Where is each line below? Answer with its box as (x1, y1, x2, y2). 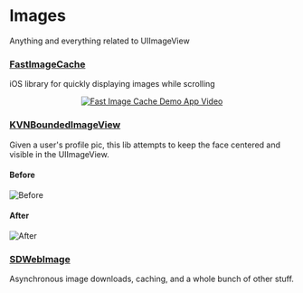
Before (9, 169, 36, 181)
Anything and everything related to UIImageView (9, 35, 190, 46)
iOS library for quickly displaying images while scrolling (9, 79, 215, 90)
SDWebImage (9, 252, 71, 265)
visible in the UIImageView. (9, 148, 110, 159)
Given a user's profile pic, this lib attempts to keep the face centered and (9, 139, 281, 150)
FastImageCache (9, 58, 86, 71)
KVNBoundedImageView (9, 118, 121, 131)
